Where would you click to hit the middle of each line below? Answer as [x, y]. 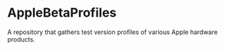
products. [21, 39]
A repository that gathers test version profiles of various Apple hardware [112, 32]
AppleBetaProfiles [62, 13]
